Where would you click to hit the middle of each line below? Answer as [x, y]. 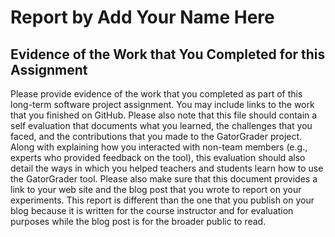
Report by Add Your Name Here [142, 17]
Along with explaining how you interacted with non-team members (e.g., [159, 147]
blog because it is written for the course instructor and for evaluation [152, 210]
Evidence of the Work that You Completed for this [168, 54]
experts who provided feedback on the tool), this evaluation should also [158, 157]
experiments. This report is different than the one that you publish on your [162, 200]
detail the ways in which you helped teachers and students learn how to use [167, 168]
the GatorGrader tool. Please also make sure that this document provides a [164, 179]
